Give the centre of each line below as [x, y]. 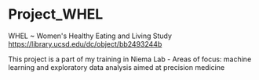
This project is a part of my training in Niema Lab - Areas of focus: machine [130, 59]
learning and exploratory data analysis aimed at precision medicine [117, 67]
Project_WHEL [56, 14]
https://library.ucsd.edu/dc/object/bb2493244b [85, 43]
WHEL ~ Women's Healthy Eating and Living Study [90, 36]
